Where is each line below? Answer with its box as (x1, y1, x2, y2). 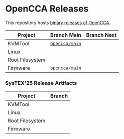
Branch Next (86, 31, 117, 38)
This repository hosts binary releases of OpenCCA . (5, 20, 111, 26)
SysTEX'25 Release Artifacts (5, 79, 77, 86)
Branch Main (50, 31, 81, 38)
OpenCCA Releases (5, 3, 89, 15)
